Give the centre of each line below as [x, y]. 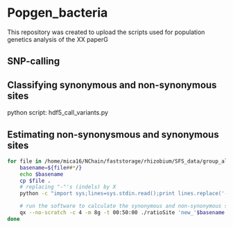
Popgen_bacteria [58, 13]
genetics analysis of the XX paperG [58, 39]
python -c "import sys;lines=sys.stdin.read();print [97, 194]
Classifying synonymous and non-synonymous [112, 85]
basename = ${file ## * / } [51, 168]
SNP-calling [34, 62]
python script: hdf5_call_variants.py [58, 113]
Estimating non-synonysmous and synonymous [113, 135]
